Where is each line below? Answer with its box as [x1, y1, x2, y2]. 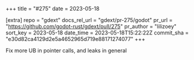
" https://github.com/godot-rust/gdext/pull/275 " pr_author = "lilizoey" [5, 23, 177, 30]
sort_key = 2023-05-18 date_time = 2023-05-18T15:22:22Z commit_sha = [5, 29, 189, 36]
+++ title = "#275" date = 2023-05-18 [5, 5, 100, 12]
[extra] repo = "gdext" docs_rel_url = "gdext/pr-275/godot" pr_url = [5, 17, 173, 23]
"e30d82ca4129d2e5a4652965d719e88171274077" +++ [5, 36, 146, 42]
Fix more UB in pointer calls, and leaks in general [5, 47, 127, 54]
